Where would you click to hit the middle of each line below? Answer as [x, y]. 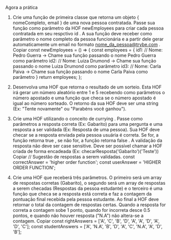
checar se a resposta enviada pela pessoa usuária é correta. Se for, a [86, 135]
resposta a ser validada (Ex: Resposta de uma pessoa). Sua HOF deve [86, 129]
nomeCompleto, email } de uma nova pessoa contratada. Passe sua [84, 23]
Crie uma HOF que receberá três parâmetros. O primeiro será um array [87, 178]
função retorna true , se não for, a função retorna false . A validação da [87, 140]
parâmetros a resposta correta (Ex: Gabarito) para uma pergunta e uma [88, 124]
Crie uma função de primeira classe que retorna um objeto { [76, 17]
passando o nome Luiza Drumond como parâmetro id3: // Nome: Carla [87, 66]
